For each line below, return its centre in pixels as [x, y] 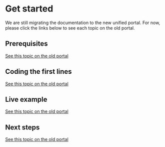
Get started [29, 9]
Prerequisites [26, 44]
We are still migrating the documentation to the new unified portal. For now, [83, 23]
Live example [26, 99]
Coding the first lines [38, 71]
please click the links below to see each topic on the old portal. [70, 28]
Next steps [22, 127]
